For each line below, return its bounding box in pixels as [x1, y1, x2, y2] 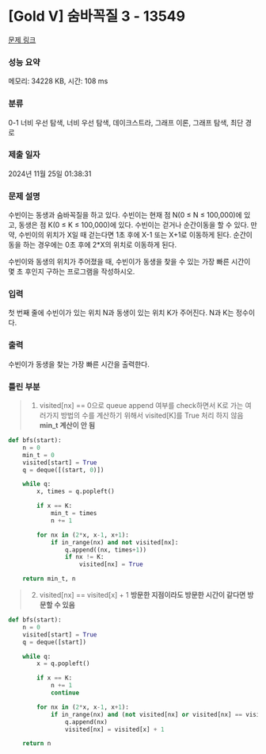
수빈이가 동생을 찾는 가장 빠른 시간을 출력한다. [8, 359, 150, 369]
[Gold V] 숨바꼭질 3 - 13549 [8, 7, 186, 25]
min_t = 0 [22, 451, 55, 459]
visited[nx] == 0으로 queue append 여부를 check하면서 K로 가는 [39, 401, 244, 410]
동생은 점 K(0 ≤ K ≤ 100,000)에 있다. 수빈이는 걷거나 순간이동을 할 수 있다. [18, 220, 249, 230]
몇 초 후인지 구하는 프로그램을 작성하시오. [8, 267, 135, 276]
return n [22, 740, 51, 748]
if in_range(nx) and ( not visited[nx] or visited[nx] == [50, 710, 243, 718]
